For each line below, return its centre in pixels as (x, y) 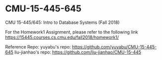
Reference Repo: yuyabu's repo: (38, 47)
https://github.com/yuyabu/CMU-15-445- (114, 47)
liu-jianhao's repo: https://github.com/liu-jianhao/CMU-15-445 (78, 52)
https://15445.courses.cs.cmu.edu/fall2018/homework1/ (62, 37)
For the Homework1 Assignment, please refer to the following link (72, 32)
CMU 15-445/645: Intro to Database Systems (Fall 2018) (62, 22)
